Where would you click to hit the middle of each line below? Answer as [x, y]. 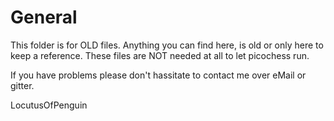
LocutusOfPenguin [49, 105]
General [44, 17]
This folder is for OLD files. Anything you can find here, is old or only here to [167, 45]
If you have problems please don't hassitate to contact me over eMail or [158, 75]
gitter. [22, 85]
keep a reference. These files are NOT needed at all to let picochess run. [160, 55]
